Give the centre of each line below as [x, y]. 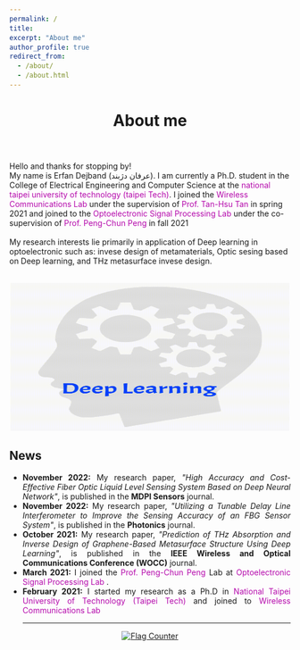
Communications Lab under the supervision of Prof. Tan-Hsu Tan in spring [146, 204]
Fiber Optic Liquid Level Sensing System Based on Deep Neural [174, 487]
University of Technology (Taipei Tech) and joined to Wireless [156, 600]
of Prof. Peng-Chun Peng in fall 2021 [121, 223]
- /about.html [43, 76]
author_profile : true [50, 47]
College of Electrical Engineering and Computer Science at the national [140, 185]
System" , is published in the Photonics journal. [108, 525]
